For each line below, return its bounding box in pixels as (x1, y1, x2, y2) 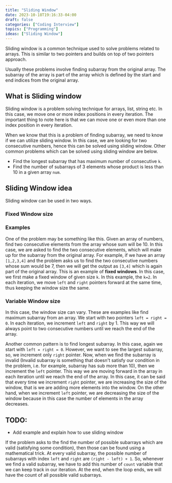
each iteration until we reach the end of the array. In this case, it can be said (5, 374, 165, 380)
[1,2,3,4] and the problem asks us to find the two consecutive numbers (5, 257, 158, 264)
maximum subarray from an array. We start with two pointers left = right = (5, 315, 167, 321)
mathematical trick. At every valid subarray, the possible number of (5, 450, 147, 456)
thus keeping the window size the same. (5, 285, 91, 291)
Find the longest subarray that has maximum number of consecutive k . (12, 158, 162, 164)
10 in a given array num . (12, 169, 61, 175)
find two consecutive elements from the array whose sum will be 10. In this (5, 241, 163, 247)
